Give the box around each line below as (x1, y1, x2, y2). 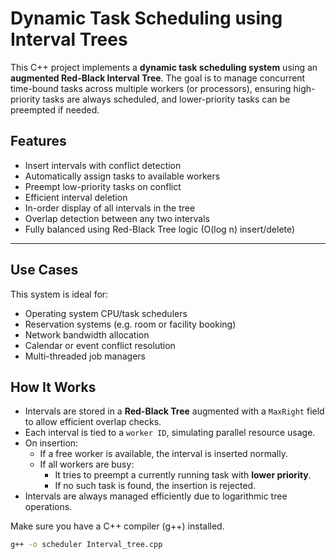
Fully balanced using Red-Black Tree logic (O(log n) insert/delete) (24, 223, 296, 235)
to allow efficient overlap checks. (24, 416, 162, 428)
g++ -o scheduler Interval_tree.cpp (10, 540, 163, 550)
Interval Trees (10, 28, 128, 51)
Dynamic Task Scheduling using (10, 7, 283, 30)
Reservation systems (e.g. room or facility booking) (24, 318, 237, 330)
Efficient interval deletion (24, 191, 128, 203)
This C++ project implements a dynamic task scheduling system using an (10, 61, 318, 73)
